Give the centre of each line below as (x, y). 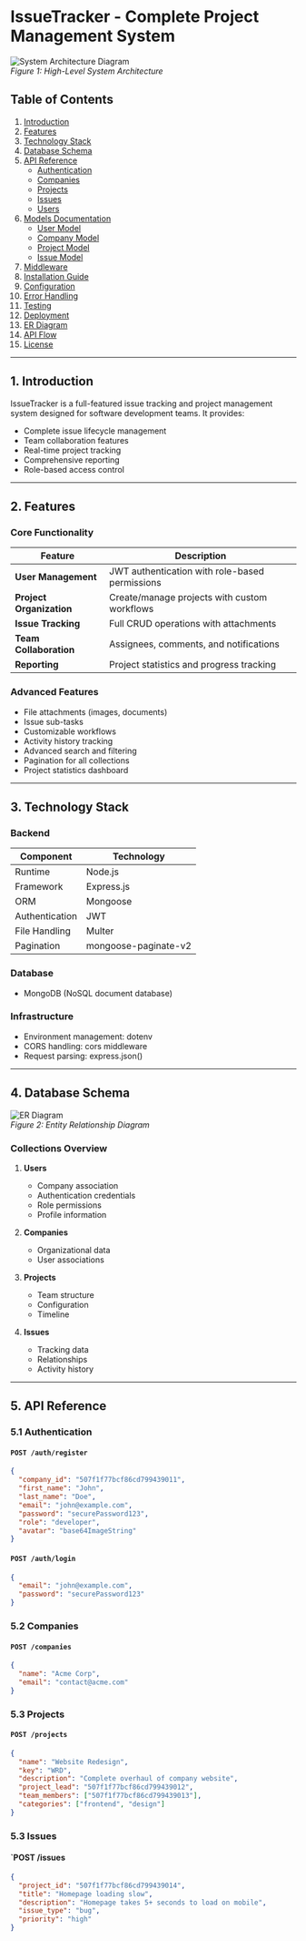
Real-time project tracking (72, 450)
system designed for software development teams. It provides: (128, 413)
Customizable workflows (70, 731)
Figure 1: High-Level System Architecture (87, 71)
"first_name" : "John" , (61, 1488)
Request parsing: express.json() (83, 1056)
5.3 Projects (38, 1714)
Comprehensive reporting (72, 460)
